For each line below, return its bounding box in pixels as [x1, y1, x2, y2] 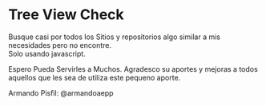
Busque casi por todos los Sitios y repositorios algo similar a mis [8, 32, 220, 41]
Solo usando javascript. [8, 49, 86, 58]
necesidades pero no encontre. [8, 40, 112, 49]
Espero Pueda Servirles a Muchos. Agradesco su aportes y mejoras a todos [8, 64, 258, 73]
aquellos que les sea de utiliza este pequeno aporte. [8, 73, 181, 82]
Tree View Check [8, 6, 124, 24]
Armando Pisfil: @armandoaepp [8, 88, 114, 97]
